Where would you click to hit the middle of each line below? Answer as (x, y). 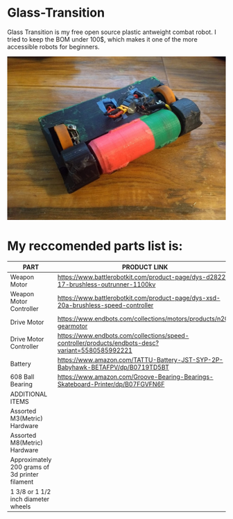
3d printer (24, 475)
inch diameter (30, 499)
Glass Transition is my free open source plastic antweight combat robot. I (112, 32)
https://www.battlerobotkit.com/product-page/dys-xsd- (139, 298)
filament (22, 482)
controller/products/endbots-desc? (109, 343)
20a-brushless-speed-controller (106, 305)
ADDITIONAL (29, 394)
